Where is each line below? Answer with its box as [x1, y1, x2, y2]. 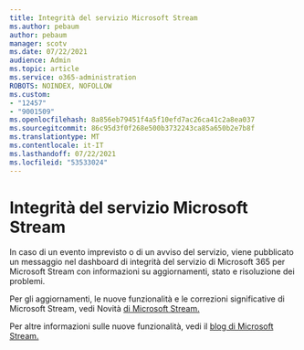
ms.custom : [9, 90, 51, 99]
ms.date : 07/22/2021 [9, 48, 89, 57]
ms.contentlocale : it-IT [9, 141, 104, 150]
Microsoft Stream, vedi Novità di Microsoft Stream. [9, 303, 200, 314]
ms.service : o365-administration [9, 73, 137, 82]
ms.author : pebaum [9, 22, 79, 31]
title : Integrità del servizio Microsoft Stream [9, 13, 198, 23]
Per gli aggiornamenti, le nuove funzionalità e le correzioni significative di [9, 293, 285, 304]
